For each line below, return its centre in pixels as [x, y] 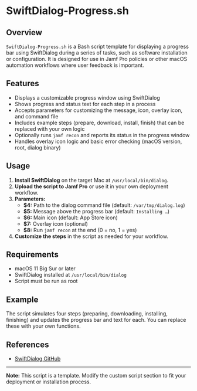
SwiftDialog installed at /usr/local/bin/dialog [71, 275]
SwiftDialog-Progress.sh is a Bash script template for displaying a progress [98, 46]
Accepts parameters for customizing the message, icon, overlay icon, [98, 110]
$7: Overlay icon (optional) [55, 223]
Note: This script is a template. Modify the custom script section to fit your [96, 376]
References [28, 344]
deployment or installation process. [49, 382]
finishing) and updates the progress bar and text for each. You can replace [96, 320]
